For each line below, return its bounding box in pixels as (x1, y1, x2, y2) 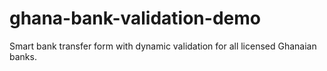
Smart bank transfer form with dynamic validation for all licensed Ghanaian (9, 40, 317, 52)
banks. (9, 50, 37, 62)
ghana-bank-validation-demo (9, 7, 261, 30)
